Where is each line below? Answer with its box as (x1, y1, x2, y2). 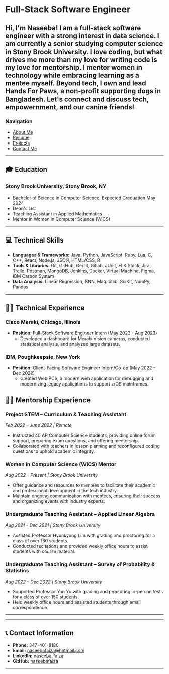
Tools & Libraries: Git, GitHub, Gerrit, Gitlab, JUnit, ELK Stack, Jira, (12, 263, 151, 269)
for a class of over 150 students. (12, 594, 79, 600)
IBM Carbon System (12, 273, 54, 279)
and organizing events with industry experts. (12, 498, 105, 504)
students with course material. (12, 548, 75, 554)
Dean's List (12, 205, 36, 211)
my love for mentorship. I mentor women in (5, 63, 142, 72)
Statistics (5, 567, 29, 574)
